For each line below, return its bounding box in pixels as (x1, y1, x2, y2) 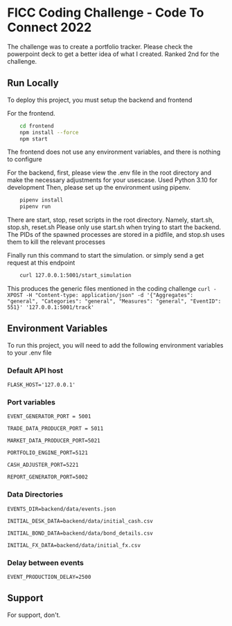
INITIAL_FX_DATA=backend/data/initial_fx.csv (7, 542, 141, 548)
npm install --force (19, 129, 79, 136)
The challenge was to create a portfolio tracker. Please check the (7, 42, 193, 51)
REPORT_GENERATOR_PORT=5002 (7, 474, 89, 481)
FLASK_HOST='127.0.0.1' (7, 382, 76, 388)
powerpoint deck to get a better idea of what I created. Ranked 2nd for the (7, 50, 220, 58)
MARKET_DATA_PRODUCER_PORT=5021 (7, 438, 100, 445)
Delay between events (7, 557, 84, 567)
